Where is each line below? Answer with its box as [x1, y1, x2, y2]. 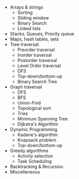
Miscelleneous [9, 169, 40, 174]
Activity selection [17, 153, 53, 159]
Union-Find [17, 100, 41, 105]
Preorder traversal [17, 47, 55, 52]
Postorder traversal [17, 57, 57, 63]
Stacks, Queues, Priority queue [9, 31, 74, 36]
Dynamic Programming [9, 126, 57, 132]
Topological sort [17, 105, 51, 111]
